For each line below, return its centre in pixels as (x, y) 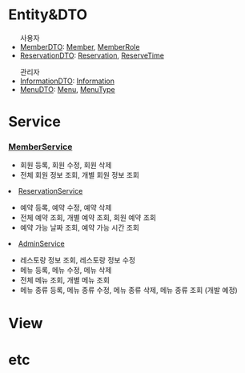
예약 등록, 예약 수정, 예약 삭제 (66, 208)
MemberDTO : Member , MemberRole (80, 46)
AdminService (42, 244)
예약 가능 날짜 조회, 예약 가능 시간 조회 (80, 228)
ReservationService (51, 191)
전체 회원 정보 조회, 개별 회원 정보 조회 (80, 175)
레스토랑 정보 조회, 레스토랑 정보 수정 (78, 260)
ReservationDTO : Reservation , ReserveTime (92, 55)
